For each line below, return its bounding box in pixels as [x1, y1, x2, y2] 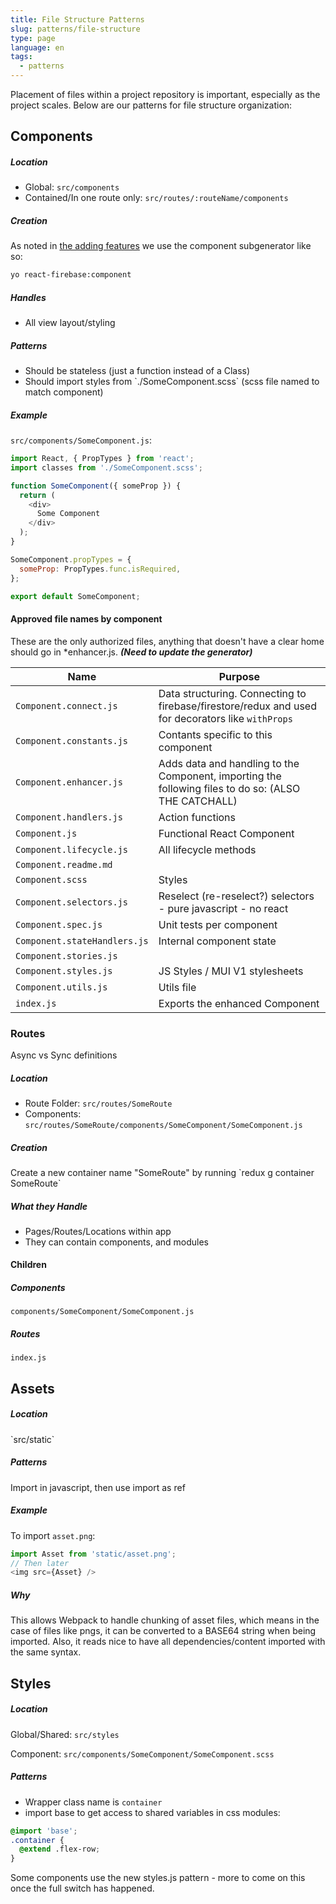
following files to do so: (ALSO [158, 781, 301, 795]
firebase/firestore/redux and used [158, 699, 317, 713]
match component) [24, 386, 104, 398]
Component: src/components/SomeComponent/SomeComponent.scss [10, 1747, 275, 1760]
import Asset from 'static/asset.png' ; [10, 1549, 177, 1559]
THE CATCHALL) [158, 794, 238, 808]
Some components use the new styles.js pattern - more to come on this [10, 1872, 306, 1884]
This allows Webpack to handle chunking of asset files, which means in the [10, 1614, 320, 1626]
